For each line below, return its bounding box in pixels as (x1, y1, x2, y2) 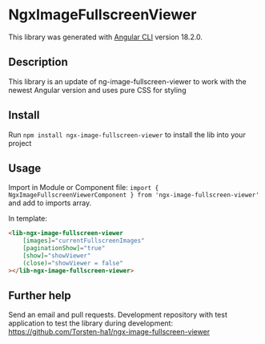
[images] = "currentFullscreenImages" (22, 237, 146, 245)
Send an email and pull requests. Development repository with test (8, 310, 228, 320)
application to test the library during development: (8, 318, 174, 328)
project (8, 138, 32, 148)
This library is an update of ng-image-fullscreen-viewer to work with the (8, 76, 247, 86)
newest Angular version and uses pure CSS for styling (8, 85, 187, 95)
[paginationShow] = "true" (22, 245, 106, 253)
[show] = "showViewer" (22, 252, 91, 260)
